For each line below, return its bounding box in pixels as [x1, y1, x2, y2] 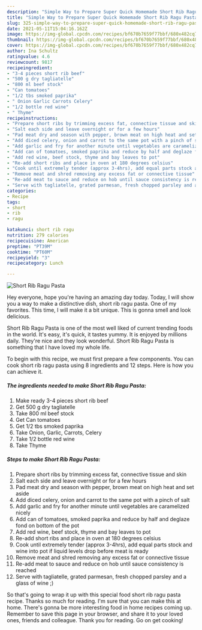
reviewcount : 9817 [7, 59, 53, 65]
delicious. [7, 313, 31, 320]
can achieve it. [7, 368, 43, 375]
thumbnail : [7, 37, 34, 43]
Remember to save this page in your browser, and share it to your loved [7, 610, 183, 617]
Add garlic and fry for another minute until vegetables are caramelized [15, 503, 189, 510]
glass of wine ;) [15, 579, 54, 587]
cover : [7, 43, 23, 49]
